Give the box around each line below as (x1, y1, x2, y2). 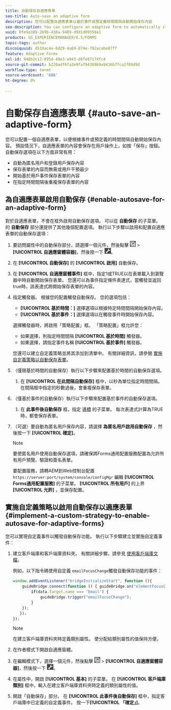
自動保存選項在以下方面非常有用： (5, 149, 77, 155)
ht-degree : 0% (5, 78, 36, 84)
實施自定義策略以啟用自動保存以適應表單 (5, 503, 132, 512)
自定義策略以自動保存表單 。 (12, 357, 71, 363)
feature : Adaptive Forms (5, 51, 58, 56)
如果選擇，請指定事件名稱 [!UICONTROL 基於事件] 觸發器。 (20, 339, 145, 345)
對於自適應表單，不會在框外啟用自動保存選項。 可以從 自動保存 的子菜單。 (5, 217, 161, 224)
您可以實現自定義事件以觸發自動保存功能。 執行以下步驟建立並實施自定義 (5, 533, 158, 539)
